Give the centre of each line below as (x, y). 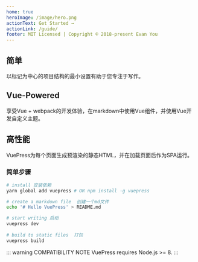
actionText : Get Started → (40, 23)
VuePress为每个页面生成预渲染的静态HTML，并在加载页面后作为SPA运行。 (100, 155)
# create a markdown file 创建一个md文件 (58, 201)
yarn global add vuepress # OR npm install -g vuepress (78, 191)
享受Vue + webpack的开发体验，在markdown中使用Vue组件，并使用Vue (97, 111)
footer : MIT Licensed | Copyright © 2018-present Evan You (82, 34)
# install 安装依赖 (29, 185)
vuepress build (25, 241)
